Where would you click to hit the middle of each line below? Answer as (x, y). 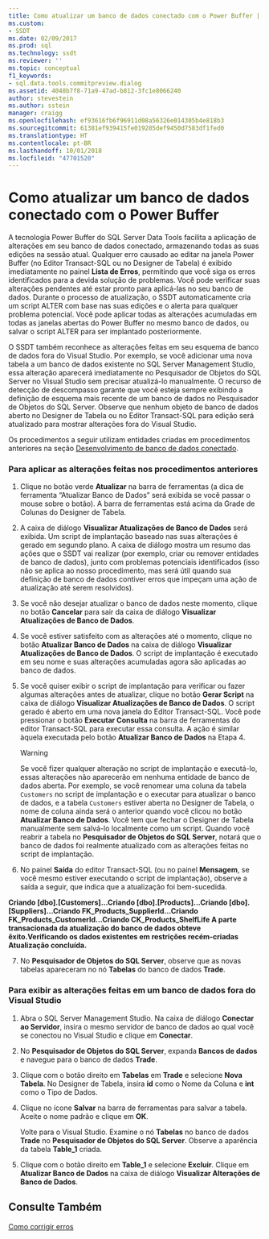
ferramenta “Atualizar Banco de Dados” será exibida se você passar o (135, 495)
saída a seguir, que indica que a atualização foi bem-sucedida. (123, 887)
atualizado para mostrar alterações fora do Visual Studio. (102, 425)
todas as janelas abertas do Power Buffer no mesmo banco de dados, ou (128, 323)
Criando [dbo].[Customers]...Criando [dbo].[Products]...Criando (118, 902)
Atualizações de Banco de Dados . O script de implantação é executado (139, 653)
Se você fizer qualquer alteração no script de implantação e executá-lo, (139, 769)
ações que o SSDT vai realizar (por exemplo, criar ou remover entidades (139, 553)
